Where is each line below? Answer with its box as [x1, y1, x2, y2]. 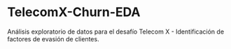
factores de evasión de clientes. [7, 34, 99, 43]
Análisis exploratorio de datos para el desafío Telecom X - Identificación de [7, 27, 225, 36]
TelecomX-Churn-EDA [7, 4, 141, 20]
